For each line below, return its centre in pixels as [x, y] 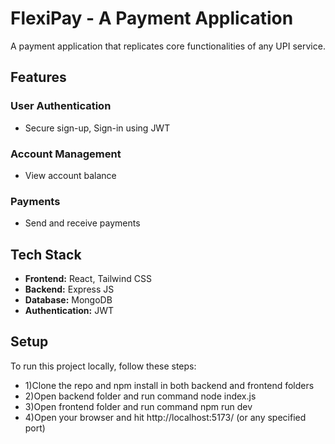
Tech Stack [46, 254]
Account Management [66, 154]
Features [38, 77]
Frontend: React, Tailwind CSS [88, 279]
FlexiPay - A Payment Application [152, 18]
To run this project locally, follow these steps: [103, 366]
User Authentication [61, 106]
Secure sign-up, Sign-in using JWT [97, 128]
